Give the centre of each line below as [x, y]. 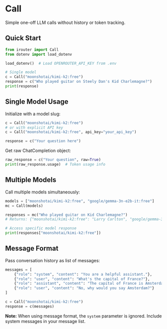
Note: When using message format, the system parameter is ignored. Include [83, 316]
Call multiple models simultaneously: [43, 192]
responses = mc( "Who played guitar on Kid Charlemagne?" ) [66, 215]
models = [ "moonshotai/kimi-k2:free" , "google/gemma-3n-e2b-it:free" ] [80, 201]
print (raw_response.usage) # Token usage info [55, 164]
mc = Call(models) [24, 206]
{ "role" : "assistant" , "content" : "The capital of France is [79, 284]
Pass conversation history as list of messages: [53, 260]
